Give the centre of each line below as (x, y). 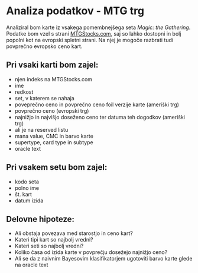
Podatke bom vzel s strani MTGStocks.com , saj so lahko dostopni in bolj (94, 33)
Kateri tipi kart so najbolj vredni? (54, 240)
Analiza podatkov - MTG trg (75, 11)
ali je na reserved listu (41, 129)
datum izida (29, 201)
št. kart (23, 194)
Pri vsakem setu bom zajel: (57, 167)
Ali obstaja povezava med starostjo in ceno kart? (74, 233)
